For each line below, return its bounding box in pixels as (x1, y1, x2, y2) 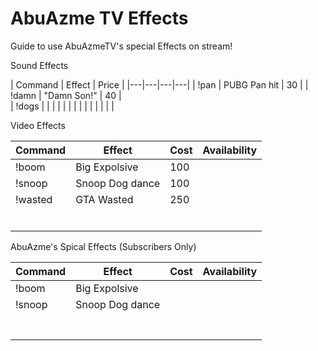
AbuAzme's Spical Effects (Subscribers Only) (10, 240, 197, 252)
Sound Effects (10, 59, 69, 71)
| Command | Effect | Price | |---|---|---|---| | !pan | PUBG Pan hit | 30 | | (10, 78, 309, 91)
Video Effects (10, 119, 66, 131)
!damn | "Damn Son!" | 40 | (10, 89, 122, 101)
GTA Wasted (75, 192, 134, 206)
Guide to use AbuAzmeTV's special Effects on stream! (10, 40, 233, 52)
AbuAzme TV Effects (10, 7, 189, 30)
